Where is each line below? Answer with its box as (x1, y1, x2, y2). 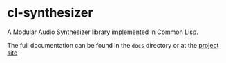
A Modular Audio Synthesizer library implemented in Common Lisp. (7, 28, 199, 36)
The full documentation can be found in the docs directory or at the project (7, 41, 219, 49)
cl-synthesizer (7, 5, 93, 21)
